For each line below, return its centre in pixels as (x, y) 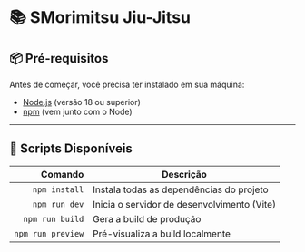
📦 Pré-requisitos (59, 58)
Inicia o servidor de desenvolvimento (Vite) (184, 204)
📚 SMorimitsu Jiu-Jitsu (100, 18)
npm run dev (58, 204)
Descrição (184, 174)
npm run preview (49, 233)
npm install (58, 189)
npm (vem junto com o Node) (78, 111)
